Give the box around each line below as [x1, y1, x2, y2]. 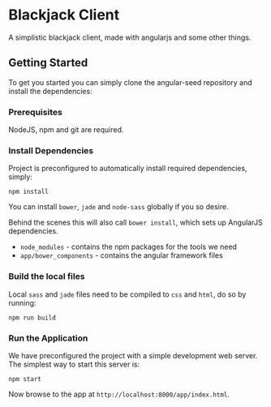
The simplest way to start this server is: [8, 359, 140, 369]
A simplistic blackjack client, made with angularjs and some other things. [8, 32, 252, 42]
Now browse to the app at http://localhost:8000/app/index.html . [8, 389, 230, 399]
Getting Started [8, 56, 88, 70]
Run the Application [8, 332, 88, 344]
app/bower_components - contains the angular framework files [19, 251, 223, 260]
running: [8, 298, 37, 307]
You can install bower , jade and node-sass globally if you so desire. [8, 202, 229, 212]
